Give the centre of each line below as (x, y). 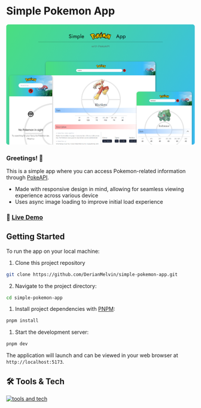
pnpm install (22, 321)
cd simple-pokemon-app (34, 298)
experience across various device (57, 195)
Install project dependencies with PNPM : (65, 309)
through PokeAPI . (28, 177)
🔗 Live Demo (25, 217)
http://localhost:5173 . (35, 362)
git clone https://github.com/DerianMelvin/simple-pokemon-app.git (92, 274)
